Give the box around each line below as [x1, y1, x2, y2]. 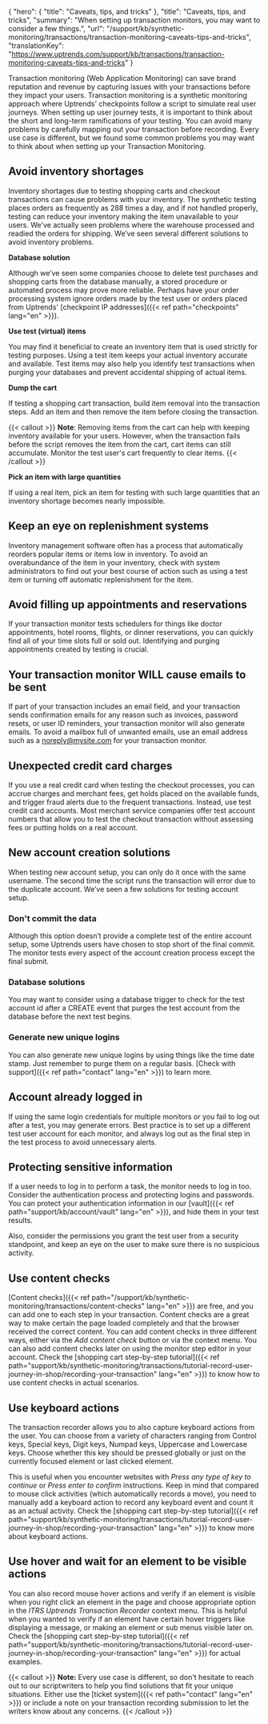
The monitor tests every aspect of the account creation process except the [8, 948, 255, 958]
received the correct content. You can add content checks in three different [8, 1326, 258, 1337]
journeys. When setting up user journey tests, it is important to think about [8, 107, 254, 117]
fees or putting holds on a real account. [8, 823, 138, 833]
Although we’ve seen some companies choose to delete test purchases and [8, 268, 258, 277]
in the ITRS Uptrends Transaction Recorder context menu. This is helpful [8, 1605, 248, 1615]
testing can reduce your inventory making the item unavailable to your [8, 212, 239, 221]
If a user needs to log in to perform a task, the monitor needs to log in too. [8, 1181, 252, 1191]
